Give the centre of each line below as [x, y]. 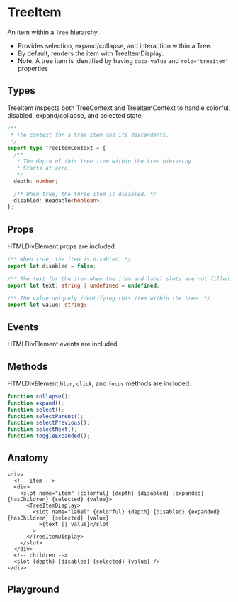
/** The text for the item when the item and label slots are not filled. [120, 279]
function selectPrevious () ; [49, 423]
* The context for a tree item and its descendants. [90, 135]
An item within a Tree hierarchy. [53, 32]
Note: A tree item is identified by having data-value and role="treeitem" [123, 60]
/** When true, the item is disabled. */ [69, 260]
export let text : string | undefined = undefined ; [84, 285]
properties [33, 68]
